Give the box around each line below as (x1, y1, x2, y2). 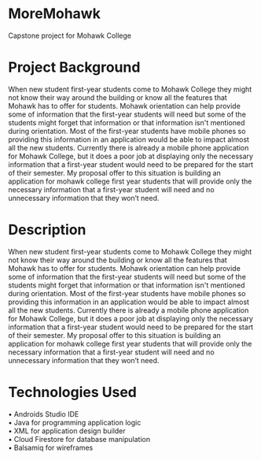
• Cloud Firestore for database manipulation (8, 434, 151, 443)
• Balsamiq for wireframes (8, 443, 94, 452)
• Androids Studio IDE (8, 409, 79, 418)
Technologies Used (8, 384, 138, 401)
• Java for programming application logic (8, 417, 142, 427)
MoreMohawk (8, 5, 101, 23)
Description (8, 221, 86, 239)
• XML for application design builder (8, 426, 126, 436)
